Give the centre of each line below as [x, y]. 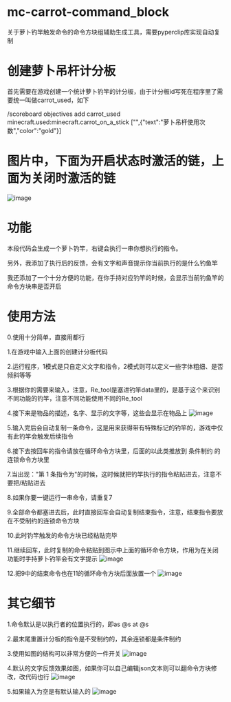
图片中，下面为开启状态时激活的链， [110, 161]
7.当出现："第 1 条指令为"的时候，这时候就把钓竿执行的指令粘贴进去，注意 [111, 474]
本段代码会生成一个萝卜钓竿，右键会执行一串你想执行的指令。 [95, 248]
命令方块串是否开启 [34, 286]
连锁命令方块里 [28, 459]
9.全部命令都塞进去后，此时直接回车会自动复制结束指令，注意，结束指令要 [112, 512]
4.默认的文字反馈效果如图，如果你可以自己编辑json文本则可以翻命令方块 [109, 668]
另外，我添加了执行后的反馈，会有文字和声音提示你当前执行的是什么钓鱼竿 [112, 263]
